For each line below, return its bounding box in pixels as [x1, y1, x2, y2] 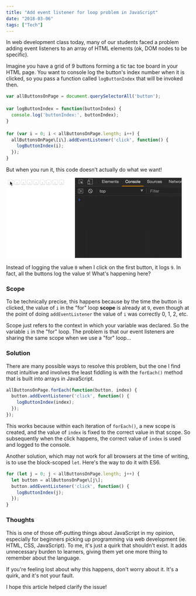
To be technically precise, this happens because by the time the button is [6, 298, 183, 305]
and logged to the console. [6, 441, 71, 448]
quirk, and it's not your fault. [6, 572, 74, 579]
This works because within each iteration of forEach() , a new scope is [6, 422, 176, 429]
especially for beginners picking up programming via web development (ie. [6, 535, 187, 543]
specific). [6, 51, 29, 58]
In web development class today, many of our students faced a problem [6, 39, 179, 46]
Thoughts [6, 516, 35, 524]
